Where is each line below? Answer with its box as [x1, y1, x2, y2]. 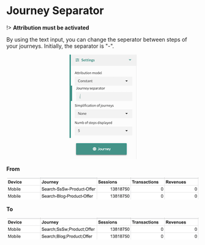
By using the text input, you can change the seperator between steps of [6, 36, 188, 43]
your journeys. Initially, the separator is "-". [6, 42, 114, 50]
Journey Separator [6, 4, 104, 18]
